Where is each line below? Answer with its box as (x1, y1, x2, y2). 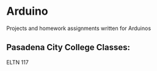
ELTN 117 (6, 58, 29, 65)
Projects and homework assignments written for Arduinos (6, 24, 152, 32)
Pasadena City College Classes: (6, 42, 130, 53)
